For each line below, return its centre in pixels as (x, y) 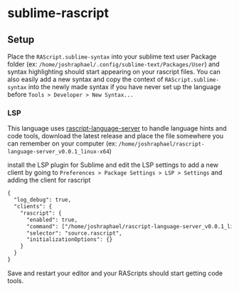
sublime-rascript (58, 13)
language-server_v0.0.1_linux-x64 (59, 152)
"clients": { (33, 207)
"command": (42, 226)
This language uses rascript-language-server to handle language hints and (117, 128)
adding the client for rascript (49, 180)
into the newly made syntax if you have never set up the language (124, 87)
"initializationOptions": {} (69, 240)
